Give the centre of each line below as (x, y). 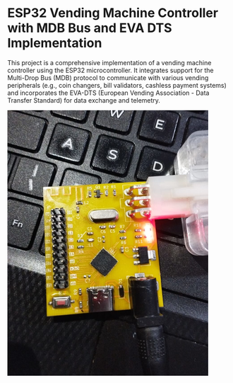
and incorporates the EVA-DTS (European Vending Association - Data (108, 93)
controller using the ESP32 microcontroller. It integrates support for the (110, 70)
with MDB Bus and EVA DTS (90, 28)
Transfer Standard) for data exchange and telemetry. (84, 100)
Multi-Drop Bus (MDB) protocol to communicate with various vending (108, 78)
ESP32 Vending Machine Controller (113, 13)
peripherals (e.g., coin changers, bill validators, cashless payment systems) (117, 85)
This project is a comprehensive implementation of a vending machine (109, 62)
